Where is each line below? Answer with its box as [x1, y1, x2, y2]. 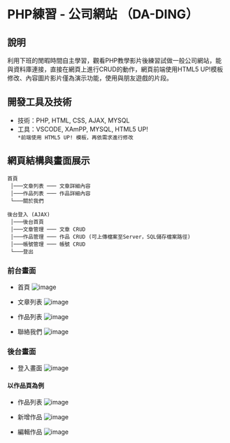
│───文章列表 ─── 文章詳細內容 [10, 183, 91, 190]
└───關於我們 [10, 197, 44, 204]
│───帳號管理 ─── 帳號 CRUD [10, 241, 86, 248]
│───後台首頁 [10, 218, 44, 225]
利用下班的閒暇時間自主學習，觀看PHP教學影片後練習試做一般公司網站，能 [7, 57, 222, 64]
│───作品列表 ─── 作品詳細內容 [10, 190, 91, 197]
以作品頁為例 [7, 381, 44, 389]
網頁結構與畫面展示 [7, 155, 90, 167]
